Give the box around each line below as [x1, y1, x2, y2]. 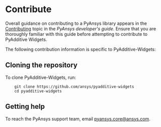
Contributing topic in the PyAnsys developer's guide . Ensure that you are [5, 25, 156, 31]
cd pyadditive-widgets [14, 89, 62, 94]
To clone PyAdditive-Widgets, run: [5, 74, 77, 80]
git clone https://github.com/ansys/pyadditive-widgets [14, 84, 135, 89]
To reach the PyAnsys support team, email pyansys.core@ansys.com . [5, 115, 150, 122]
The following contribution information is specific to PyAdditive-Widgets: [5, 46, 156, 52]
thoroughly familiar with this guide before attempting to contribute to [5, 31, 148, 37]
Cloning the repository [5, 61, 78, 69]
